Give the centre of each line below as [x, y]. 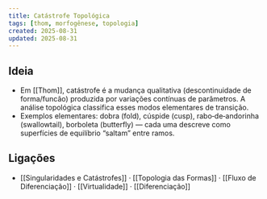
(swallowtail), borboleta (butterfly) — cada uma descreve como [125, 125]
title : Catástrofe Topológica [59, 16]
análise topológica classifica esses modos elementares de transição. [134, 108]
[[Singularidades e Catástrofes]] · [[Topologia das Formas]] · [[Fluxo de [138, 177]
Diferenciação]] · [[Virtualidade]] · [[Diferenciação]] [105, 186]
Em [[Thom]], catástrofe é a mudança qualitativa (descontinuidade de [136, 90]
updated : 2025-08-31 [43, 38]
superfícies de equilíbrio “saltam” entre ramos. [97, 133]
